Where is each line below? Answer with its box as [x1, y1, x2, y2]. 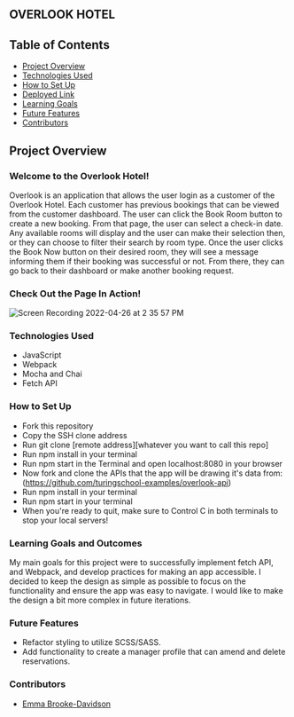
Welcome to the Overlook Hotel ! [9, 169, 150, 182]
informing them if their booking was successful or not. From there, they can [9, 256, 285, 266]
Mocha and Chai [21, 368, 82, 380]
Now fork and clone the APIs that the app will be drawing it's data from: [21, 468, 283, 478]
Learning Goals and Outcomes [9, 537, 143, 549]
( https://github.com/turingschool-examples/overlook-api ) [21, 477, 232, 487]
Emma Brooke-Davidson [21, 698, 112, 709]
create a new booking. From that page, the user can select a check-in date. [9, 217, 283, 229]
